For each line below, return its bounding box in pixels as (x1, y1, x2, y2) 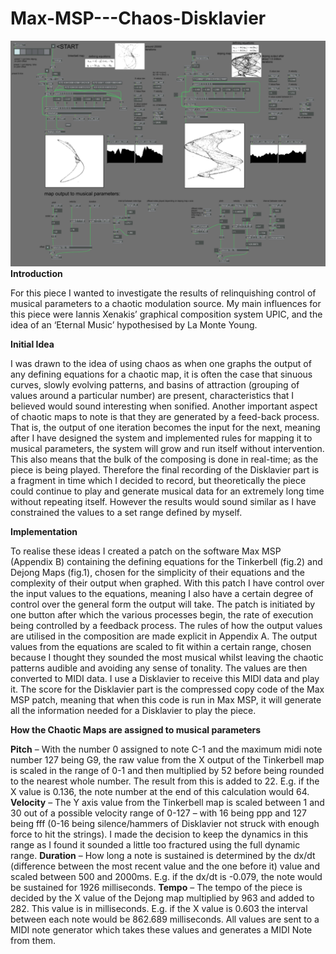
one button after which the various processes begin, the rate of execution (10, 609, 314, 621)
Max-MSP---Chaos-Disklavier (10, 7, 267, 30)
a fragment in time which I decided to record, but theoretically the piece (10, 475, 307, 487)
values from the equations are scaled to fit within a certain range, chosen (10, 641, 312, 653)
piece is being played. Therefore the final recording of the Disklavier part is (10, 464, 320, 476)
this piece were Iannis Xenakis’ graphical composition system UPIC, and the (10, 308, 323, 321)
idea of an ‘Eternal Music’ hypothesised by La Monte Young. (10, 319, 258, 331)
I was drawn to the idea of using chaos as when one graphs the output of (10, 358, 312, 370)
